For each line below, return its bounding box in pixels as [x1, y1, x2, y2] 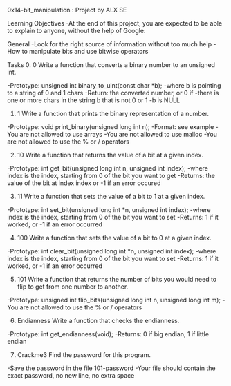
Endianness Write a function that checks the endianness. [17, 317, 180, 325]
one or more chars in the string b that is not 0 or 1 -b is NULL [7, 96, 181, 104]
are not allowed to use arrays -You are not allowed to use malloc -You [19, 131, 218, 138]
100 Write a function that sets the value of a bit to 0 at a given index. [17, 234, 212, 242]
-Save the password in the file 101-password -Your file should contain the [7, 364, 216, 372]
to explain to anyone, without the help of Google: [7, 27, 146, 35]
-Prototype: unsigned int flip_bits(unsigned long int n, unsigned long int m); [7, 296, 221, 304]
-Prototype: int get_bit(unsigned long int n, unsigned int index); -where [7, 164, 209, 172]
